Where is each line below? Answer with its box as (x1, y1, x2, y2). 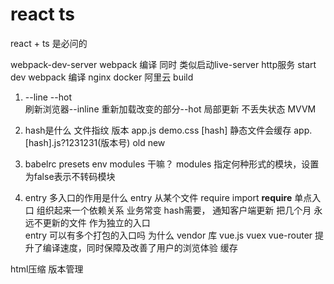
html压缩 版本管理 (10, 263, 84, 275)
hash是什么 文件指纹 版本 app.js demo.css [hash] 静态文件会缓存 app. (24, 124, 313, 136)
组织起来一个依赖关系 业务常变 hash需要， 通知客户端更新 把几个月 (36, 204, 312, 216)
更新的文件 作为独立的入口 (42, 216, 151, 228)
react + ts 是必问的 (10, 37, 88, 49)
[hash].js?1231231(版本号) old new (24, 136, 166, 148)
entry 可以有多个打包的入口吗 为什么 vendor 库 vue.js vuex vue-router (24, 229, 313, 241)
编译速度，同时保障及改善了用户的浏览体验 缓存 (42, 241, 238, 253)
